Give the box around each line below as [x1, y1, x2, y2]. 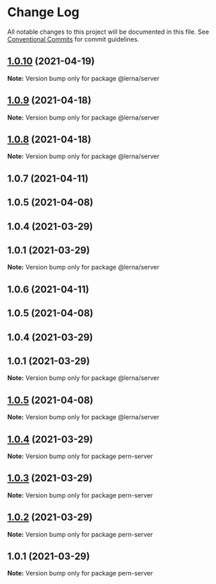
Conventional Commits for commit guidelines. [7, 34, 139, 43]
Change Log [7, 4, 80, 20]
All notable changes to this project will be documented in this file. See [7, 27, 210, 36]
